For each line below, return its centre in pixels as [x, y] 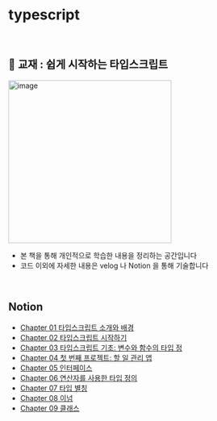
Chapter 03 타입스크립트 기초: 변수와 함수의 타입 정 [101, 348]
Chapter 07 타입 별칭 [54, 388]
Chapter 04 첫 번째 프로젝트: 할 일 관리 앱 [86, 357]
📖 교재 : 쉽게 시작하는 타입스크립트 [88, 65]
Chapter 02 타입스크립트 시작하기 [73, 337]
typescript [44, 15]
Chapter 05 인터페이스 [56, 368]
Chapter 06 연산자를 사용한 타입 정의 [79, 377]
